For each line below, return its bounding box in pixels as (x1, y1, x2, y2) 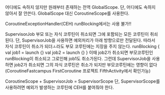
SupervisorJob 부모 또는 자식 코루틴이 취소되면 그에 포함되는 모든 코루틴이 (5, 31, 149, 37)
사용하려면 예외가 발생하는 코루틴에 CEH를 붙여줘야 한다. (5, 85, 114, 90)
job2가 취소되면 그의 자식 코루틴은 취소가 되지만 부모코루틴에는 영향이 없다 (14, 62, 158, 68)
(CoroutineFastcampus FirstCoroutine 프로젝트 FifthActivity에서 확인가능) (5, 68, 151, 73)
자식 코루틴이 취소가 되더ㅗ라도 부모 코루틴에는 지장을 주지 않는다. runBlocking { (5, 44, 160, 49)
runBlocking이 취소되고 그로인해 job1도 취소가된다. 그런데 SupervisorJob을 (5, 56, 151, 61)
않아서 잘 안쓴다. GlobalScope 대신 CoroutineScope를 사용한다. (5, 10, 130, 16)
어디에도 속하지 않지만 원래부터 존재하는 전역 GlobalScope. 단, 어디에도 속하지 (5, 4, 156, 10)
